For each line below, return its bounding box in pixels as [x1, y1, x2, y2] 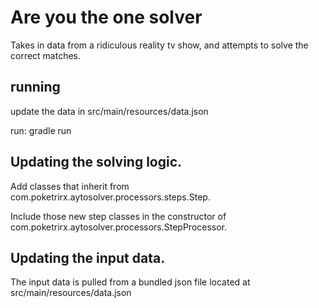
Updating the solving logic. [10, 154, 183, 171]
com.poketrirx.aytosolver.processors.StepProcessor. [10, 221, 228, 233]
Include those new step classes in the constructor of [10, 210, 227, 222]
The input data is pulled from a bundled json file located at [10, 276, 251, 288]
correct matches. [10, 49, 82, 61]
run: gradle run [10, 124, 72, 136]
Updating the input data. [10, 249, 166, 266]
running [10, 79, 61, 96]
